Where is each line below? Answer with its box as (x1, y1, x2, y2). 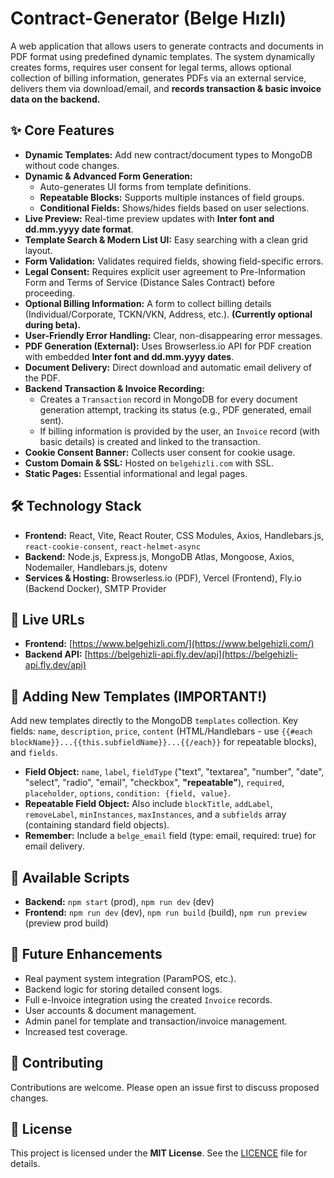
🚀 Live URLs (10, 611, 85, 628)
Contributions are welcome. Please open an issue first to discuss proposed (10, 1081, 320, 1093)
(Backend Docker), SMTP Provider (24, 582, 167, 594)
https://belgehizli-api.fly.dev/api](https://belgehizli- (87, 648, 299, 661)
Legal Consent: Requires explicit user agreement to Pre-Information (24, 265, 306, 277)
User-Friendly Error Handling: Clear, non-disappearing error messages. (24, 329, 323, 341)
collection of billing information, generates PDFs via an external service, (10, 72, 307, 84)
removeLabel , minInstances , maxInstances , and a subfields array (24, 808, 287, 821)
